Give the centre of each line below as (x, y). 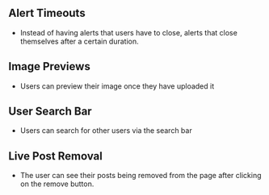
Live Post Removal (55, 156)
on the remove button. (57, 184)
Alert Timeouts (47, 13)
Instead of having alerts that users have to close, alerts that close (129, 32)
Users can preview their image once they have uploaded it (117, 86)
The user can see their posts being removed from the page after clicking (141, 176)
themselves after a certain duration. (79, 41)
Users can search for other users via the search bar (106, 131)
